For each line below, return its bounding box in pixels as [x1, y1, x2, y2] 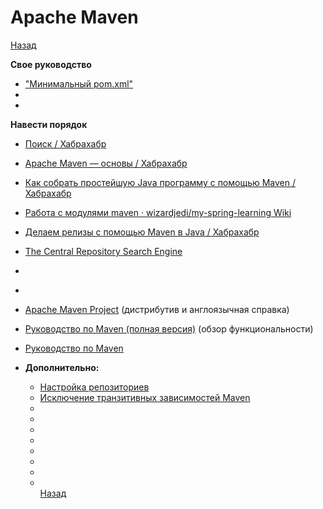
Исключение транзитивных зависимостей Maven [39, 391, 251, 403]
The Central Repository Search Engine [24, 245, 183, 257]
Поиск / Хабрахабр [24, 137, 107, 150]
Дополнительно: [24, 361, 100, 373]
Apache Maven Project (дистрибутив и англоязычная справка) [24, 303, 290, 315]
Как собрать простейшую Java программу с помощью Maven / [24, 176, 297, 188]
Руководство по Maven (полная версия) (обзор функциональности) [24, 322, 314, 335]
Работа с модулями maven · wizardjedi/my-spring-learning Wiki [24, 206, 292, 218]
